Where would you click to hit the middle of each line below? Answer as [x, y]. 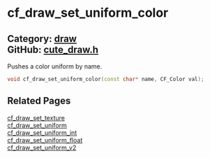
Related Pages [39, 101]
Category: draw [42, 39]
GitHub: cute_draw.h [53, 49]
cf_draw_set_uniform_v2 [42, 148]
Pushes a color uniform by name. [55, 66]
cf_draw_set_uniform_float [45, 140]
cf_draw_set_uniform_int [42, 132]
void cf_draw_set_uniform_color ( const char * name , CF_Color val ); [106, 79]
